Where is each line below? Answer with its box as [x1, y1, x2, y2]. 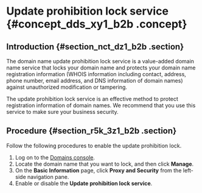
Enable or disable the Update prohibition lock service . [15, 180, 153, 187]
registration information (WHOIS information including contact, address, [6, 71, 187, 77]
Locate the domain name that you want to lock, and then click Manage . [15, 160, 194, 167]
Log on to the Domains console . [15, 153, 96, 161]
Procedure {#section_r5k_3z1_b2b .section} [6, 126, 177, 136]
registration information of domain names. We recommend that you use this [6, 102, 196, 109]
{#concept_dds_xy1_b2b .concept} [6, 17, 187, 31]
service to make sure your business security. [6, 108, 119, 115]
